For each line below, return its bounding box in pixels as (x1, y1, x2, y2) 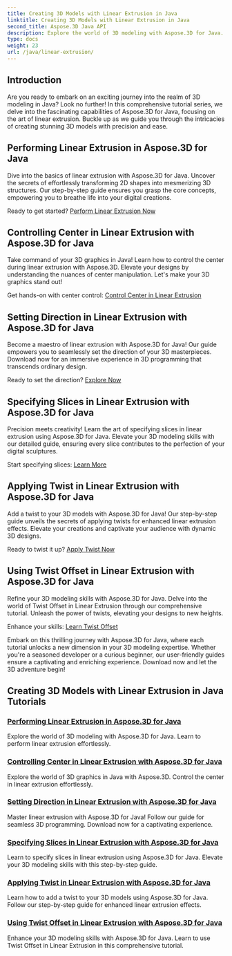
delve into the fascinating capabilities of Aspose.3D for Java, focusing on (7, 107, 215, 115)
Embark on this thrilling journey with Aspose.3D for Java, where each (7, 635, 204, 644)
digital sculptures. (7, 447, 58, 455)
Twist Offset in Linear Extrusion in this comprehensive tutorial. (7, 941, 184, 949)
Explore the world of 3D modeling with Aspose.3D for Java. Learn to (7, 732, 202, 740)
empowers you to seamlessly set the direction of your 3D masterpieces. (7, 348, 212, 356)
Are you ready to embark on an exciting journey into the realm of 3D (7, 93, 201, 101)
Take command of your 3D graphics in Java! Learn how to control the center (7, 256, 224, 264)
